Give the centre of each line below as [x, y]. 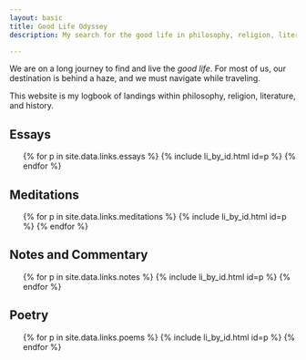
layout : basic [36, 18]
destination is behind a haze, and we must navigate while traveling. [135, 78]
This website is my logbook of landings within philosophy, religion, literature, [153, 96]
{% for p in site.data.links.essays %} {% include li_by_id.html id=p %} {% [159, 157]
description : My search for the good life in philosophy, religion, [142, 35]
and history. [32, 106]
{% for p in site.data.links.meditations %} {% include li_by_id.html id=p [154, 216]
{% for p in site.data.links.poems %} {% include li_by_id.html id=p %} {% [159, 337]
